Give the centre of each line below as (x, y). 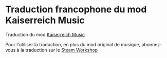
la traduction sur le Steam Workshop (59, 50)
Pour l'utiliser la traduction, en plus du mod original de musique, (73, 44)
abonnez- (152, 44)
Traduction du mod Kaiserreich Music (45, 34)
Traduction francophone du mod (76, 9)
